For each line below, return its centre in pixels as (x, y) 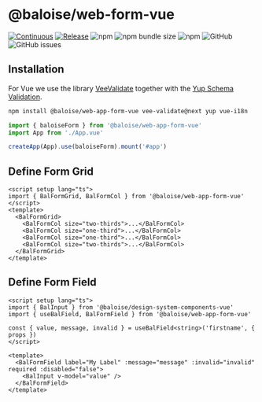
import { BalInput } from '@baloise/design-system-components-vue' (121, 307)
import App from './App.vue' (56, 133)
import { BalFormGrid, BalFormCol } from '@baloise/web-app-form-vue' (126, 197)
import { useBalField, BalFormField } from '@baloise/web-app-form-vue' (130, 314)
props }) (22, 335)
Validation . (25, 97)
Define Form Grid (51, 171)
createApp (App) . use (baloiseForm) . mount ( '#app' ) (88, 147)
